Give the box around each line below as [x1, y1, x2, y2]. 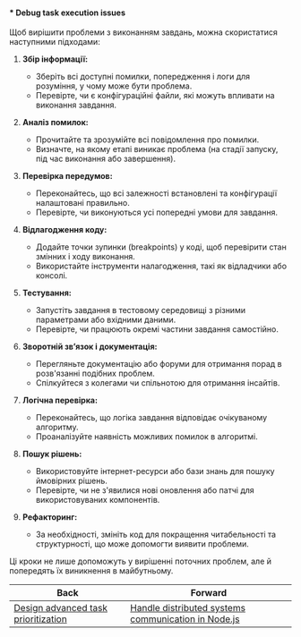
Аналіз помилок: [21, 117, 90, 128]
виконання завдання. [35, 99, 117, 111]
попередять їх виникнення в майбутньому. [9, 565, 174, 576]
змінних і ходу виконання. [35, 251, 136, 262]
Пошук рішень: [21, 448, 82, 460]
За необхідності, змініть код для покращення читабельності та [35, 529, 276, 540]
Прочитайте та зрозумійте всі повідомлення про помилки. [35, 134, 260, 145]
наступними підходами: [9, 37, 100, 47]
